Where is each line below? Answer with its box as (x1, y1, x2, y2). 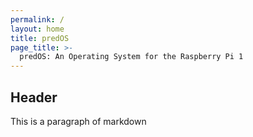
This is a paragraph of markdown (10, 115, 147, 127)
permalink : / (10, 14, 65, 25)
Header (10, 89, 58, 106)
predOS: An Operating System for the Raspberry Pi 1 (19, 52, 244, 62)
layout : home (10, 24, 65, 34)
